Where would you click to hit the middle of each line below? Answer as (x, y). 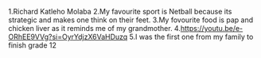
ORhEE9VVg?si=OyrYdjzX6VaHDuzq (68, 37)
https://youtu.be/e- (212, 28)
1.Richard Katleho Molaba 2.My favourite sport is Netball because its (120, 12)
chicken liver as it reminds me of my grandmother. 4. (95, 28)
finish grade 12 (33, 45)
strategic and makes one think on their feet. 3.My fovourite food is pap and (130, 20)
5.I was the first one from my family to (191, 37)
